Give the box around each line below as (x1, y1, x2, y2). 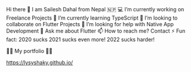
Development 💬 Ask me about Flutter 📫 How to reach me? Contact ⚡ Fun (6, 27, 186, 35)
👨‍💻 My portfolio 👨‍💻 (6, 47, 53, 54)
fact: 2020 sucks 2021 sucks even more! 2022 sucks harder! (6, 36, 155, 43)
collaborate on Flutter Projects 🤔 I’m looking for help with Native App (6, 20, 174, 27)
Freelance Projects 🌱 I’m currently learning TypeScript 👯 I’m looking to (6, 14, 178, 21)
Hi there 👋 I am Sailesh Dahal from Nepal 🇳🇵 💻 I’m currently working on (6, 5, 184, 12)
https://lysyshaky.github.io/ (6, 59, 73, 66)
